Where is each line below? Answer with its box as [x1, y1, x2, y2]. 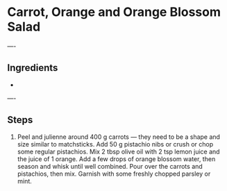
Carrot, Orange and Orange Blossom [7, 4, 221, 20]
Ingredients [7, 62, 58, 74]
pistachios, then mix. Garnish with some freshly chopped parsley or [17, 169, 211, 178]
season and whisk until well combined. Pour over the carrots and [17, 162, 203, 170]
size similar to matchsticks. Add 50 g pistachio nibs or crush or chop [17, 140, 214, 148]
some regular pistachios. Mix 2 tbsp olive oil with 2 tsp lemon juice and [17, 147, 220, 156]
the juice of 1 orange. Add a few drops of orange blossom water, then [17, 154, 216, 163]
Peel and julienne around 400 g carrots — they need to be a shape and [17, 133, 221, 141]
